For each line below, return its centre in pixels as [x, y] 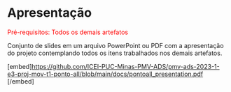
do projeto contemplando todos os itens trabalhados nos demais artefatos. [115, 53]
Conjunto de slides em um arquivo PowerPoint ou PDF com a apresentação [115, 45]
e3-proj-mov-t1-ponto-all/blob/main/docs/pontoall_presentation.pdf [105, 74]
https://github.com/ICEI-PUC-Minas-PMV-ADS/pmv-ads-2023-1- [125, 66]
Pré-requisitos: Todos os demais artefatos [68, 32]
